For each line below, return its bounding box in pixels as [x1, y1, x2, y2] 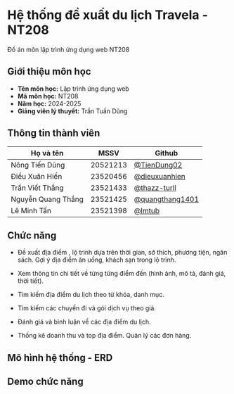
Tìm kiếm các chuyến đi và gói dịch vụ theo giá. [17, 304, 157, 312]
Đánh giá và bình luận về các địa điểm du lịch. [17, 317, 151, 326]
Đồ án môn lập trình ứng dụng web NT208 [7, 45, 130, 53]
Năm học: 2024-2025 [17, 99, 82, 108]
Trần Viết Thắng [11, 183, 64, 193]
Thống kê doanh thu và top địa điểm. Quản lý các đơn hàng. [17, 331, 192, 340]
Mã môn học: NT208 [17, 91, 79, 100]
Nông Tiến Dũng [11, 160, 65, 170]
